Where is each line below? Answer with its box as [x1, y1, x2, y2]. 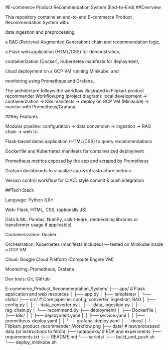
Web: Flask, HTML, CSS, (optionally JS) [5, 206, 87, 213]
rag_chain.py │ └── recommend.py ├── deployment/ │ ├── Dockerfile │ [5, 307, 158, 313]
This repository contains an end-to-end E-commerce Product [5, 14, 132, 20]
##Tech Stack [5, 187, 34, 193]
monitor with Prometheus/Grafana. [5, 104, 77, 110]
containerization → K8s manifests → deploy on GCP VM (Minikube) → [5, 98, 149, 104]
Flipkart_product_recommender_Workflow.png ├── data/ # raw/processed [5, 323, 160, 329]
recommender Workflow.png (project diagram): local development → [5, 93, 147, 99]
